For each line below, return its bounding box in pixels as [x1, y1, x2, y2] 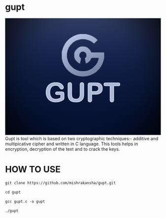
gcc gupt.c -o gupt [5, 199, 45, 204]
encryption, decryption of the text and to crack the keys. [5, 146, 120, 152]
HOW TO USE [5, 163, 61, 175]
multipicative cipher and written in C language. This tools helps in [5, 141, 138, 147]
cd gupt [5, 190, 21, 195]
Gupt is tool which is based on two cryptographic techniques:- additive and [5, 136, 159, 142]
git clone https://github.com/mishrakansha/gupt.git [5, 180, 116, 186]
